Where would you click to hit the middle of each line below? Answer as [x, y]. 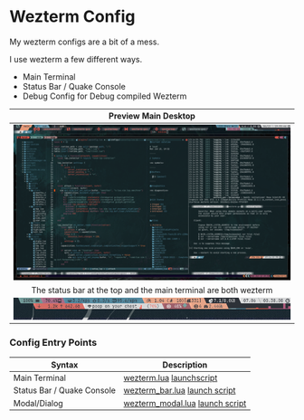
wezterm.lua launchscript [171, 378]
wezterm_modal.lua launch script [185, 403]
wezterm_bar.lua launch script [180, 390]
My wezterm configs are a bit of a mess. [85, 42]
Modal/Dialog [38, 403]
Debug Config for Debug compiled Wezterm [104, 96]
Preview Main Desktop [152, 116]
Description [185, 365]
